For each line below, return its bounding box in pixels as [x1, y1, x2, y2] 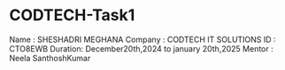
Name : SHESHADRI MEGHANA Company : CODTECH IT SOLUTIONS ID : [9, 34, 276, 45]
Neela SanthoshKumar [9, 52, 91, 63]
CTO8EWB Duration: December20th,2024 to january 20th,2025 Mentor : [9, 43, 273, 53]
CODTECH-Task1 [9, 5, 135, 25]
